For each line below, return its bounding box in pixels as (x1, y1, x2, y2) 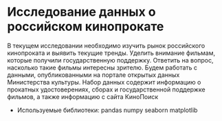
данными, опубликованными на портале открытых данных (7, 70, 180, 79)
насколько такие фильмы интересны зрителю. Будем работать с (7, 63, 198, 71)
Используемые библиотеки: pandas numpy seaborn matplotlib (16, 106, 198, 114)
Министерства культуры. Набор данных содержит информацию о (7, 78, 201, 86)
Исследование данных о (7, 4, 156, 20)
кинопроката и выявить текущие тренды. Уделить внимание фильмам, (7, 49, 215, 57)
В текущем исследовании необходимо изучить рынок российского (7, 41, 206, 49)
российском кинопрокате (7, 19, 164, 34)
